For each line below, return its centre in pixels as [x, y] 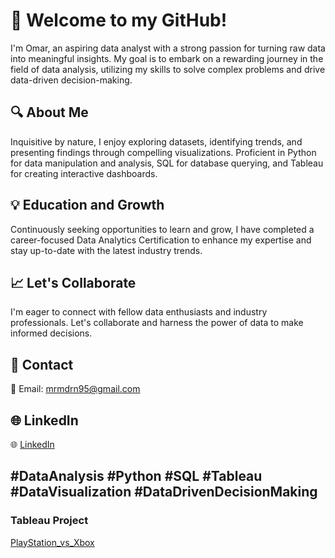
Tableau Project [49, 521]
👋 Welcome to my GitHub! [119, 20]
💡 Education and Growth [87, 205]
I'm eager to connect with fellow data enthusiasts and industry [139, 312]
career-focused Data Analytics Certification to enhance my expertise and [161, 240]
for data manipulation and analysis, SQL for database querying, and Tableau [167, 163]
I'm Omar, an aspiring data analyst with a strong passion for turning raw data [168, 48]
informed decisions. [51, 333]
